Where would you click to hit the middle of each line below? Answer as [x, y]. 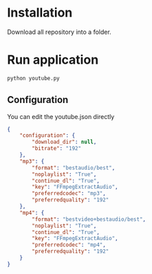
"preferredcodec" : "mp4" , [69, 245]
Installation [40, 13]
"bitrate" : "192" [56, 149]
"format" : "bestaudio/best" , [74, 167]
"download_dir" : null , [64, 142]
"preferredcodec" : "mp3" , [69, 194]
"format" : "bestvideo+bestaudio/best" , [89, 219]
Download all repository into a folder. [59, 32]
